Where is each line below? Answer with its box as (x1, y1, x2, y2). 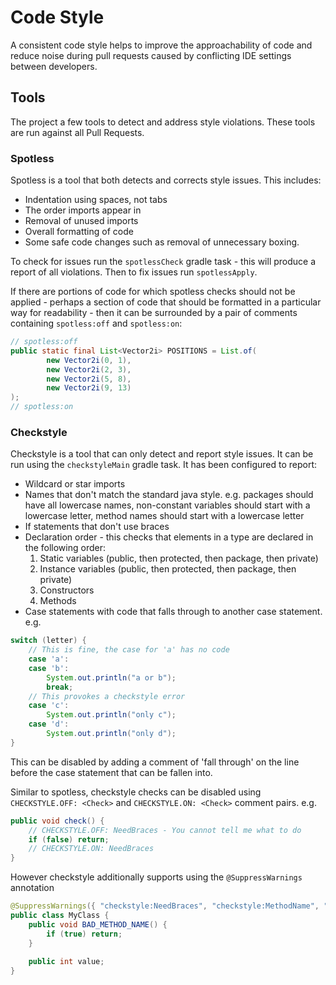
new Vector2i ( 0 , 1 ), (46, 355, 132, 365)
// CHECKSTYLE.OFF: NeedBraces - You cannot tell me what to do (28, 825, 302, 835)
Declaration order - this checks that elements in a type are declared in (24, 531, 314, 543)
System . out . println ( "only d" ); (46, 729, 177, 739)
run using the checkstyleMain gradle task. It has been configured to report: (10, 459, 317, 471)
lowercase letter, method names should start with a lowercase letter (24, 510, 305, 522)
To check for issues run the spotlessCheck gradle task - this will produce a (10, 256, 317, 268)
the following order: (24, 542, 106, 554)
